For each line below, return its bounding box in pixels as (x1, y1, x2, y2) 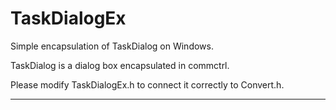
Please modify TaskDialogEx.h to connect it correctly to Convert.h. (10, 78, 285, 91)
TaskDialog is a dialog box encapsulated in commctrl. (10, 59, 230, 71)
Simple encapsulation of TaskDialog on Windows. (10, 40, 214, 52)
